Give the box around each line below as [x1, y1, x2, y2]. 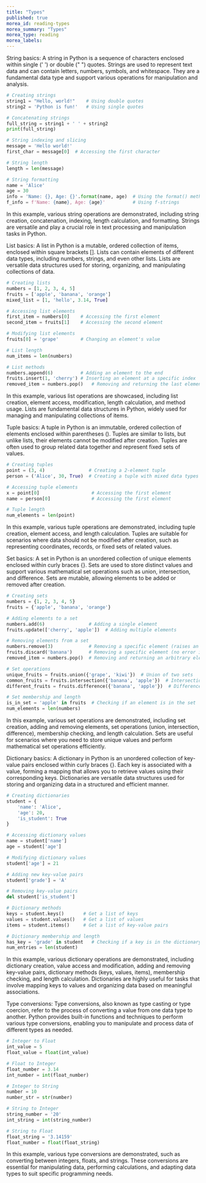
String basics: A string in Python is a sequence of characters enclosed [6, 55, 184, 61]
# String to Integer [6, 1106, 59, 1112]
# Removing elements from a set [6, 638, 89, 644]
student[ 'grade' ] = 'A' [6, 877, 67, 884]
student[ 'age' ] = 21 [6, 860, 59, 866]
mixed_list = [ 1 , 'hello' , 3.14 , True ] [6, 297, 109, 303]
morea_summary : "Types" [6, 26, 67, 33]
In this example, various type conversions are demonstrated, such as [6, 1150, 181, 1158]
